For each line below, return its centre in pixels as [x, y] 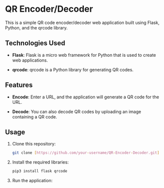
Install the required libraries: [40, 162]
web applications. [30, 60]
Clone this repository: [34, 144]
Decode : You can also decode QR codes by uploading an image [77, 112]
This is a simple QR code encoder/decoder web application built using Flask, [82, 23]
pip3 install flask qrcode [40, 171]
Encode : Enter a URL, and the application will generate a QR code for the [85, 97]
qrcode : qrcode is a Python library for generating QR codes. [73, 70]
